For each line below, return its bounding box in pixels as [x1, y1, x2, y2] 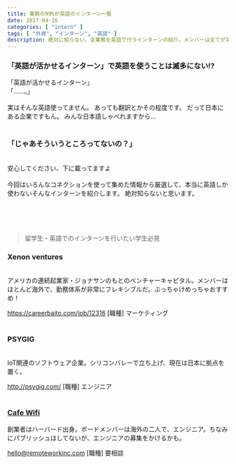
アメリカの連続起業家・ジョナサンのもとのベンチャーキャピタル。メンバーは [7, 276, 228, 285]
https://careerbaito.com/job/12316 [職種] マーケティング [7, 309, 169, 318]
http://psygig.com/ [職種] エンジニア [7, 382, 112, 391]
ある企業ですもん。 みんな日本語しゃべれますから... [7, 112, 157, 120]
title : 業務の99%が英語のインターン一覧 [7, 10, 112, 18]
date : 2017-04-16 [7, 17, 58, 24]
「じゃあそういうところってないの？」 [7, 139, 137, 149]
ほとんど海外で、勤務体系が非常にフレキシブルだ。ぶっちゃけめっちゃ [7, 285, 210, 294]
